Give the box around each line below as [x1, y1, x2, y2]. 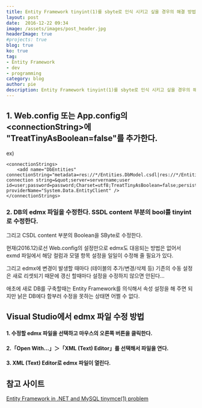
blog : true [6, 43, 34, 49]
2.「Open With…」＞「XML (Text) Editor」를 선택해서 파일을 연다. [6, 344, 169, 352]
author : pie [6, 82, 36, 88]
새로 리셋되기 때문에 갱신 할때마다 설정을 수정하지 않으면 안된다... [12, 272, 165, 279]
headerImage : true [6, 31, 52, 37]
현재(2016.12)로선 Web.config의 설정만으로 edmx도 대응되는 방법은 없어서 [6, 244, 182, 251]
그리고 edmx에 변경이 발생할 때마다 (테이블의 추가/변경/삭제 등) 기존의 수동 [6, 264, 182, 272]
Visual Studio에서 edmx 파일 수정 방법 [6, 312, 144, 322]
